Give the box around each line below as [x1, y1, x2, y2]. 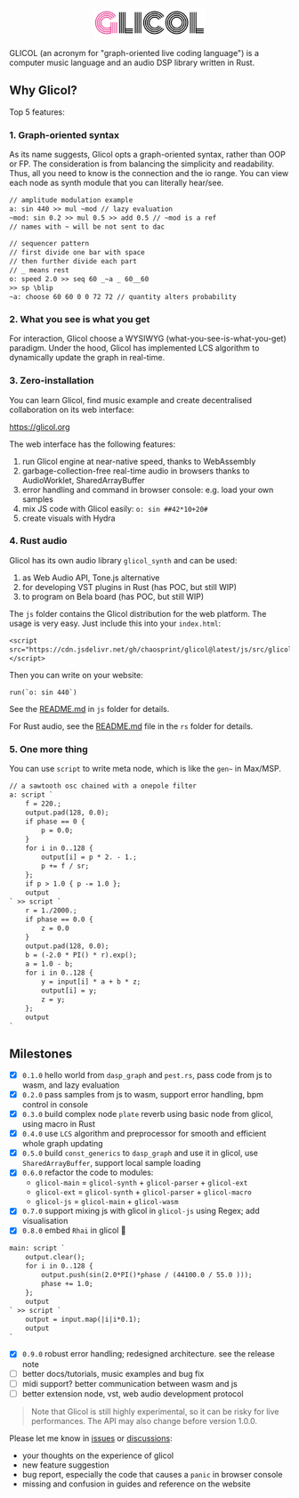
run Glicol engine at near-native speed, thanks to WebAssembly [21, 456, 256, 466]
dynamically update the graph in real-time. [9, 352, 166, 363]
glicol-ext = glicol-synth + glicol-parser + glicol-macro [35, 1186, 252, 1197]
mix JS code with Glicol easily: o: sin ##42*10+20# [21, 503, 208, 514]
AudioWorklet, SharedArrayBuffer [21, 474, 145, 485]
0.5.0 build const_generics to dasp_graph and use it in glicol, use [21, 1147, 259, 1159]
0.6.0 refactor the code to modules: [21, 1167, 154, 1178]
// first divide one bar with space [9, 247, 145, 256]
